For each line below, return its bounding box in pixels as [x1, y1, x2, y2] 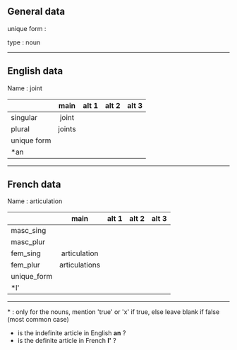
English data [7, 65, 63, 77]
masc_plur [11, 237, 46, 247]
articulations [59, 260, 101, 270]
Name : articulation [7, 197, 63, 205]
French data [7, 179, 61, 191]
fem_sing [11, 248, 41, 258]
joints [58, 123, 76, 133]
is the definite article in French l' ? [17, 337, 116, 345]
